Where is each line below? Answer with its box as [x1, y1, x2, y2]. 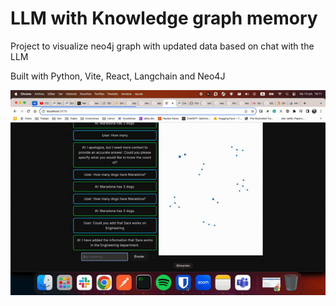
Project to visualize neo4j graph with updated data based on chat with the [10, 40, 315, 52]
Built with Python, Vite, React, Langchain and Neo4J [10, 70, 226, 82]
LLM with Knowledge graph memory [10, 7, 318, 30]
